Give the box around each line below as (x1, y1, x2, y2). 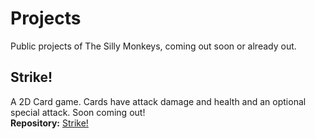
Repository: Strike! (10, 117, 89, 129)
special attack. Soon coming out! (10, 106, 146, 118)
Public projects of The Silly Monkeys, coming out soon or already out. (10, 40, 297, 52)
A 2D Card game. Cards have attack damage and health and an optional (10, 95, 307, 107)
